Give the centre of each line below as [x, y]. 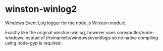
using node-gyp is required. [33, 43]
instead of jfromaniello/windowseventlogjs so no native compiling [91, 38]
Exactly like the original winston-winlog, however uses [60, 32]
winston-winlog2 [41, 9]
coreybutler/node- [136, 32]
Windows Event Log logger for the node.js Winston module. [66, 23]
